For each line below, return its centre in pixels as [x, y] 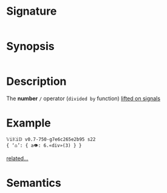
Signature [32, 11]
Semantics [34, 183]
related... [17, 158]
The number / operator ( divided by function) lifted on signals [83, 98]
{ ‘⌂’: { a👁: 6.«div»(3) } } [44, 145]
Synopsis [30, 46]
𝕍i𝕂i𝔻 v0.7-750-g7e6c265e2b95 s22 [51, 139]
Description [36, 82]
